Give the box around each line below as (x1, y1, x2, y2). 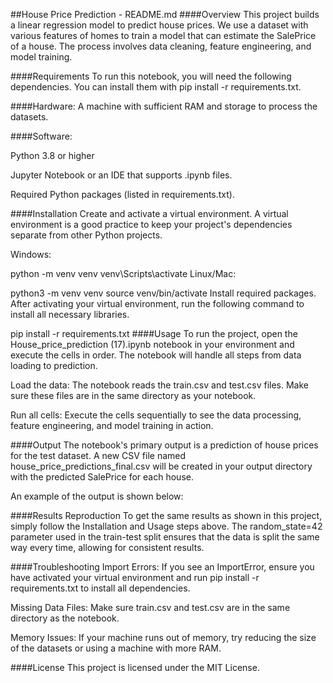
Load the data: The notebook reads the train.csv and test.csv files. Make (10, 379, 309, 391)
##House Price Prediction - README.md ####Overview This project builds (10, 9, 320, 20)
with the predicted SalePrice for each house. (10, 471, 194, 483)
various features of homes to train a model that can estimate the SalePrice (10, 30, 317, 41)
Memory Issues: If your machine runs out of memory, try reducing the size (10, 632, 317, 643)
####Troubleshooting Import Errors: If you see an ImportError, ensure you (10, 561, 315, 573)
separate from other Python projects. (10, 229, 163, 241)
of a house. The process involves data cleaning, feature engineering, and (10, 40, 312, 52)
